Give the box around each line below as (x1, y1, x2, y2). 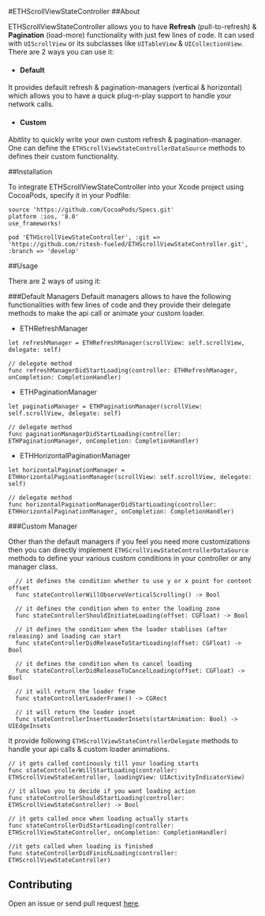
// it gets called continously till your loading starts (8, 760, 200, 768)
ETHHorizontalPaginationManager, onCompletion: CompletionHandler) (8, 508, 235, 516)
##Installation (8, 167, 53, 177)
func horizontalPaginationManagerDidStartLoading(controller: (8, 501, 217, 509)
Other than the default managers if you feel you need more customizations (8, 537, 251, 547)
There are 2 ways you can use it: (8, 47, 114, 56)
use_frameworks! (8, 220, 62, 228)
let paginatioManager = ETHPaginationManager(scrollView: (8, 402, 203, 411)
